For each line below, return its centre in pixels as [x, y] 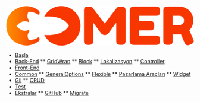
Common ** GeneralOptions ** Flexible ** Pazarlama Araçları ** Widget [103, 74]
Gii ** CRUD [29, 80]
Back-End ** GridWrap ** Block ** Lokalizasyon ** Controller [90, 61]
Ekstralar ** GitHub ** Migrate [52, 93]
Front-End [27, 68]
